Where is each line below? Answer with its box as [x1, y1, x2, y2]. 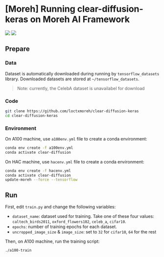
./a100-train [5, 248, 32, 253]
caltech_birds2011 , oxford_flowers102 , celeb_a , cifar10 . [12, 219, 126, 225]
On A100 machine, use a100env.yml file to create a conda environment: [5, 136, 147, 141]
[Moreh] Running [5, 3, 76, 15]
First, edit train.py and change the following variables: [5, 204, 116, 210]
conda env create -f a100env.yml [5, 145, 73, 150]
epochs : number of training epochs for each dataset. [12, 224, 117, 230]
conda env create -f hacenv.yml [5, 168, 71, 173]
